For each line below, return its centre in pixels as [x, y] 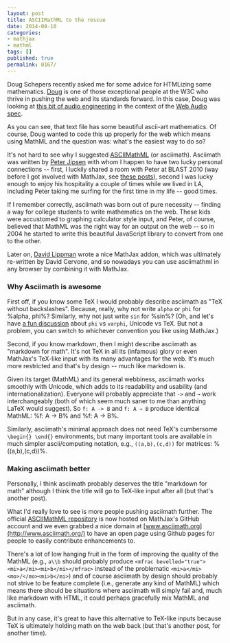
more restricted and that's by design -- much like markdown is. [96, 365]
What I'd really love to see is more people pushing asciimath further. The [110, 512]
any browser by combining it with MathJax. [68, 269]
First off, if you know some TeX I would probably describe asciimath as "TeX [115, 301]
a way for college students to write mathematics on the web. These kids [109, 212]
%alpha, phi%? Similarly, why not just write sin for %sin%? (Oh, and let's [111, 316]
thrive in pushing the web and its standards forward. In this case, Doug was [114, 99]
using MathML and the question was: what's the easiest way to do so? [106, 141]
